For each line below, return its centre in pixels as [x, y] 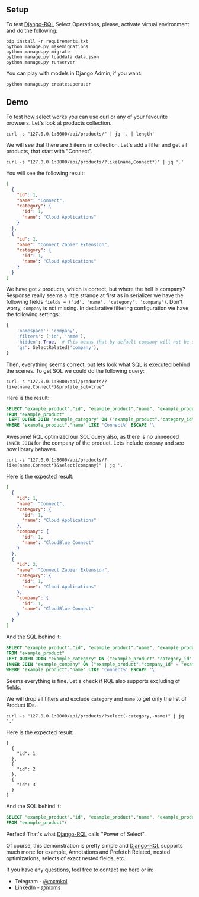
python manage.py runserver [41, 62]
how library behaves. [32, 449]
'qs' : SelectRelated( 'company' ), [58, 347]
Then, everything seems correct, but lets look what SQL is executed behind [98, 364]
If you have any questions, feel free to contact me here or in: [80, 870]
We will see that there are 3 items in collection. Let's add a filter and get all [97, 144]
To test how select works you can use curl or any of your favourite [87, 117]
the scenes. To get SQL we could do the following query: [76, 370]
